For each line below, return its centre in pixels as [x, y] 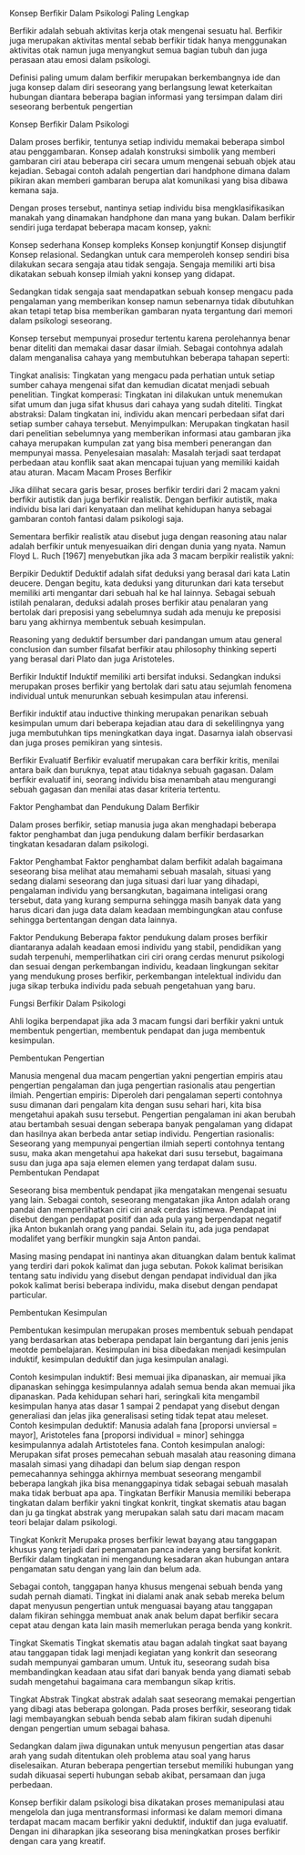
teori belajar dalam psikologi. [63, 1522]
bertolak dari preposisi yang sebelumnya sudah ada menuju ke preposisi [145, 612]
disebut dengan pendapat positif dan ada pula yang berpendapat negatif [146, 1219]
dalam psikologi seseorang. [61, 321]
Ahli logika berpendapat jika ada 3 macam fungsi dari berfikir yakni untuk [147, 1021]
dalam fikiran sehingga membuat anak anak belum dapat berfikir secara [144, 1615]
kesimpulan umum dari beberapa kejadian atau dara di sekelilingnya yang [147, 723]
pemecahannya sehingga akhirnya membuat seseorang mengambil [136, 1474]
